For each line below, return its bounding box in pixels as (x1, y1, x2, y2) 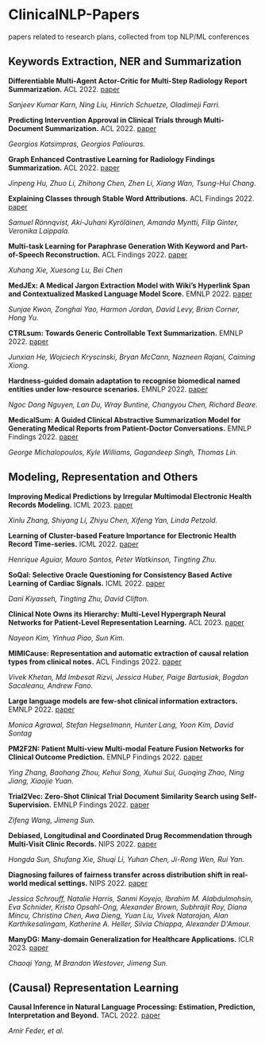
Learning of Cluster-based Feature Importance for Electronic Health (8, 531, 236, 540)
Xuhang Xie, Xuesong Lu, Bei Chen (8, 265, 123, 275)
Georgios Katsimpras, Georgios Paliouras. (8, 139, 145, 149)
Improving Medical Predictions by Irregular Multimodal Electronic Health (8, 491, 252, 501)
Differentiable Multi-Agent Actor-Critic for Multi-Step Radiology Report (8, 75, 248, 85)
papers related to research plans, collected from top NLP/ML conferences (8, 32, 250, 41)
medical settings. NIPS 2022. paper (29, 878, 148, 887)
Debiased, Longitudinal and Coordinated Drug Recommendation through (8, 830, 252, 840)
